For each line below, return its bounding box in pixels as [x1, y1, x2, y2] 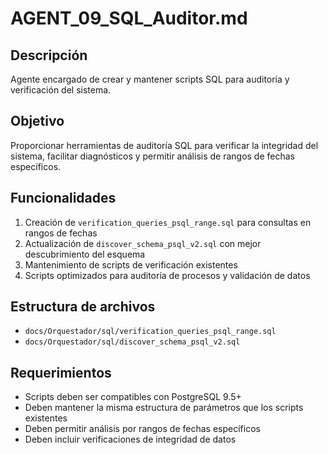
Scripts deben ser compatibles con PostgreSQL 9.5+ [24, 391, 242, 403]
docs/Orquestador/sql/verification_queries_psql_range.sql [24, 327, 277, 337]
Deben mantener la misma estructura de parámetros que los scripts [24, 402, 304, 414]
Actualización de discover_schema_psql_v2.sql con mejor [24, 237, 262, 249]
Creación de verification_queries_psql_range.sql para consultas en [24, 216, 312, 228]
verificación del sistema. [10, 84, 112, 96]
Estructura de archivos [10, 298, 156, 316]
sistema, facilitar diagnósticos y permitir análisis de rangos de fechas [10, 150, 295, 162]
